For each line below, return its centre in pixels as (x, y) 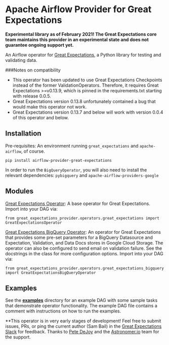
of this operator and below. (41, 117)
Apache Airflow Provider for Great (78, 9)
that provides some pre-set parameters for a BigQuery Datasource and (79, 237)
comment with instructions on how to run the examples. (63, 311)
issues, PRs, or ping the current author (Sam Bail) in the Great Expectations (83, 326)
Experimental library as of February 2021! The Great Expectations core (81, 34)
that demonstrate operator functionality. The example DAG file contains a (81, 306)
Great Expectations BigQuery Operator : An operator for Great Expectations (83, 232)
